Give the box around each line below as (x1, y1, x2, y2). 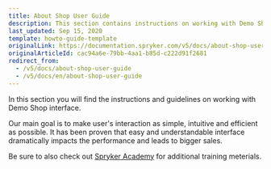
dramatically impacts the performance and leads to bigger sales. (8, 135, 223, 146)
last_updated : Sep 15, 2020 (8, 27, 103, 35)
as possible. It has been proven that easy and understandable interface (8, 127, 245, 137)
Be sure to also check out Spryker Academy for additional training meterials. (8, 151, 262, 161)
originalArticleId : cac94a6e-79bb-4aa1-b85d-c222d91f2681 (8, 49, 207, 57)
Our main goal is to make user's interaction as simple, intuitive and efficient (8, 118, 258, 128)
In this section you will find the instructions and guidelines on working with (8, 94, 256, 104)
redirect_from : (8, 57, 60, 65)
